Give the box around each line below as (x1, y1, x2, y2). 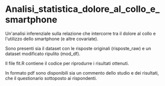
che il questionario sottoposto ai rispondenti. (5, 75, 97, 81)
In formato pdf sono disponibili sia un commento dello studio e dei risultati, (5, 70, 159, 76)
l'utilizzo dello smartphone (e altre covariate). (5, 36, 98, 42)
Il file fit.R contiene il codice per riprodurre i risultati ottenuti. (5, 60, 129, 66)
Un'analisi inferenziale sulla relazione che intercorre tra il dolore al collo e (5, 30, 156, 36)
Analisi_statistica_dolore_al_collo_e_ (5, 3, 160, 15)
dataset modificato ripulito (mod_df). (5, 51, 80, 57)
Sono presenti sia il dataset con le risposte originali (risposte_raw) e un (5, 45, 151, 51)
